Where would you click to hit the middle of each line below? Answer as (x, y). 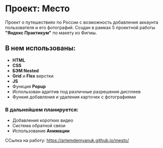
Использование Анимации (41, 131)
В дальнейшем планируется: (42, 110)
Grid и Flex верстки (33, 76)
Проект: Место (38, 9)
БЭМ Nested (25, 71)
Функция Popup (29, 86)
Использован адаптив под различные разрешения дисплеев (76, 91)
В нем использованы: (40, 48)
